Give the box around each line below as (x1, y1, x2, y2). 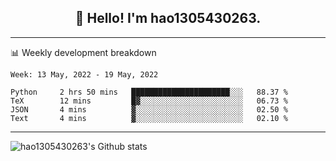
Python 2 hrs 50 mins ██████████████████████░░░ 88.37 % (10, 87, 288, 97)
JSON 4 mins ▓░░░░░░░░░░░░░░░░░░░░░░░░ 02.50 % (10, 104, 288, 115)
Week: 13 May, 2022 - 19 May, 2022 (10, 69, 159, 80)
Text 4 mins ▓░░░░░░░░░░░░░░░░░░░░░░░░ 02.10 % (10, 113, 288, 123)
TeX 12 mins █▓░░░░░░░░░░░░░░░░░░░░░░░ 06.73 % (10, 96, 288, 106)
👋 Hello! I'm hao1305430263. (74, 10, 262, 27)
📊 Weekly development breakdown (10, 46, 157, 58)
